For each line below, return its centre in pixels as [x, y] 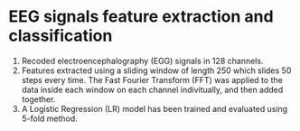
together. [38, 99]
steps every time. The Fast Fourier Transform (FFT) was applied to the [152, 80]
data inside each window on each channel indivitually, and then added [152, 89]
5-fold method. [49, 118]
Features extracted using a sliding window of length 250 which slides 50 [156, 70]
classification [61, 36]
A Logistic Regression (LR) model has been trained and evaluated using [155, 108]
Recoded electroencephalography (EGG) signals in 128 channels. [142, 61]
